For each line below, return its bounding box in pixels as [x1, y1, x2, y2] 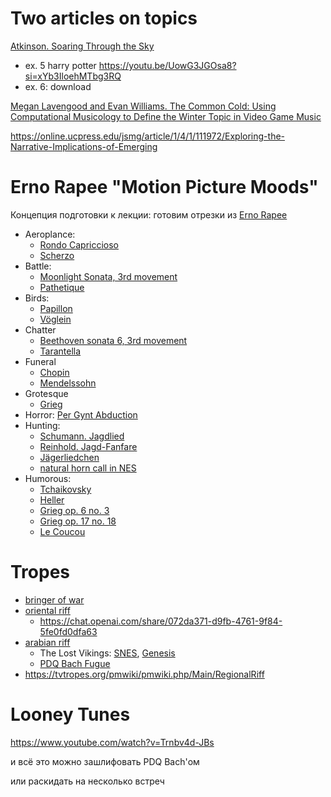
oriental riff [24, 604, 71, 616]
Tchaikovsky [39, 483, 92, 495]
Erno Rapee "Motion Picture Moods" [10, 176, 319, 199]
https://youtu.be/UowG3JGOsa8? [98, 59, 237, 71]
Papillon [39, 302, 73, 314]
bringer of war [24, 593, 85, 606]
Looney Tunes [10, 703, 131, 726]
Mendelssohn [39, 377, 97, 389]
